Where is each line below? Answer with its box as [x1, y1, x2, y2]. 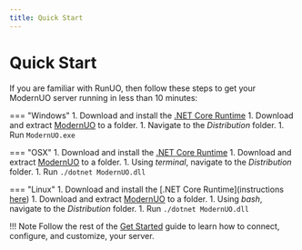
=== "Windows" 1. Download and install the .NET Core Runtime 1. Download [9, 110, 294, 121]
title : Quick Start [9, 13, 84, 23]
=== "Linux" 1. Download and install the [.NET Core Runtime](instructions [9, 184, 285, 195]
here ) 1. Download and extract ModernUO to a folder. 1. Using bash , [9, 193, 263, 205]
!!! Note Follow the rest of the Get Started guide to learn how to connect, [9, 220, 280, 232]
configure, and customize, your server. [9, 230, 155, 241]
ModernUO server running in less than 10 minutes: [9, 92, 198, 103]
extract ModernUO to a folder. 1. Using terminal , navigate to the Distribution [9, 156, 293, 167]
